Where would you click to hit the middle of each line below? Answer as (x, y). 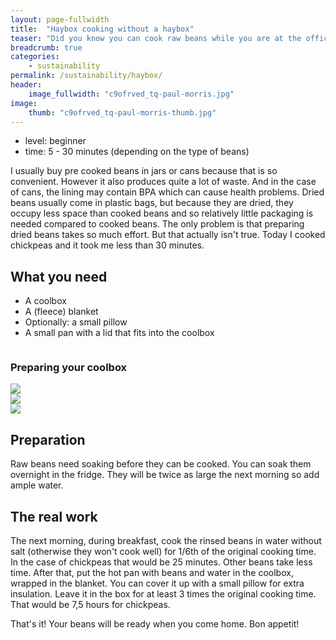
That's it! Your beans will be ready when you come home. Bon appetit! (155, 624)
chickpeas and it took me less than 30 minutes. (107, 245)
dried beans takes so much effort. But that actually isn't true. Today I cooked (168, 235)
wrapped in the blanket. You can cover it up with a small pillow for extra (157, 583)
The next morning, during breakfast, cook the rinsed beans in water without (166, 541)
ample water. (37, 485)
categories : (35, 57)
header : (26, 85)
